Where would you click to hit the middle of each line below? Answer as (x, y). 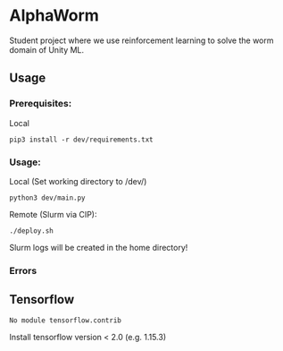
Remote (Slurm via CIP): (53, 214)
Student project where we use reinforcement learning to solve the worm (141, 40)
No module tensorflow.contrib (66, 320)
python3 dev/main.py (48, 198)
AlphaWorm (54, 16)
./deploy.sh (31, 231)
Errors (23, 270)
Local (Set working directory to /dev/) (78, 181)
